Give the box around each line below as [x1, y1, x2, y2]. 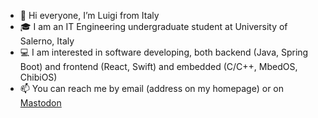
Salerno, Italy [19, 35, 75, 47]
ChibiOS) [19, 71, 58, 83]
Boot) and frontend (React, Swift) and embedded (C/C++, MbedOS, [19, 61, 298, 72]
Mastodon [19, 97, 62, 109]
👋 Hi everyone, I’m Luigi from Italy [19, 10, 160, 21]
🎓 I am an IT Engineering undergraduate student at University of [19, 21, 288, 32]
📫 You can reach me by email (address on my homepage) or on [19, 83, 285, 94]
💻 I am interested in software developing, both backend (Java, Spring [19, 46, 309, 58]
